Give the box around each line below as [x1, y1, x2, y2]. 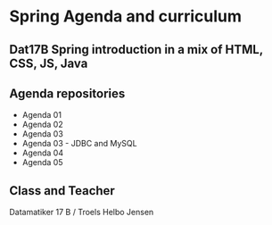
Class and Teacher [9, 183, 116, 198]
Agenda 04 [21, 147, 64, 158]
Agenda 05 [21, 157, 63, 168]
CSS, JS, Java [9, 55, 88, 71]
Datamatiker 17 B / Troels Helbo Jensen [9, 207, 154, 218]
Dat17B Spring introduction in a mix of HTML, [9, 42, 263, 57]
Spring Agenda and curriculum [9, 6, 243, 27]
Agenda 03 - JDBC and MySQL [21, 138, 137, 149]
